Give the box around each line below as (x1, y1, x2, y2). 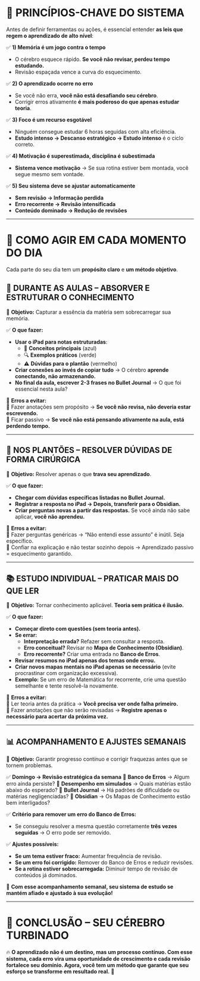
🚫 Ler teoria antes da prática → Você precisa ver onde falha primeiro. (6, 700, 179, 707)
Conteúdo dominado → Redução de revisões (14, 207, 127, 214)
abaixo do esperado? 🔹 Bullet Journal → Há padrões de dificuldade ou (6, 786, 180, 794)
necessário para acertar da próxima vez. (6, 713, 108, 720)
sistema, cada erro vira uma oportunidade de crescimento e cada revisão (6, 955, 190, 962)
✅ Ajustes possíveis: (6, 841, 59, 848)
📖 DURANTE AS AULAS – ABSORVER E (6, 283, 150, 293)
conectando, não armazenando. (14, 372, 96, 379)
